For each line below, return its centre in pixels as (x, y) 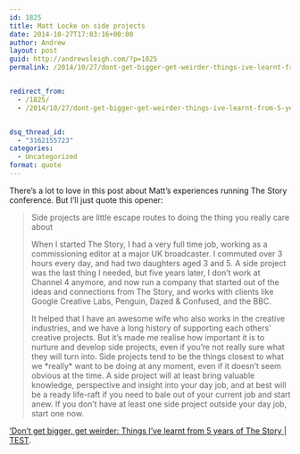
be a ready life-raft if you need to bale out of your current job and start (161, 394)
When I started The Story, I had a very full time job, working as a (149, 244)
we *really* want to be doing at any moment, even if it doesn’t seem (156, 366)
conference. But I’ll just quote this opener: (86, 200)
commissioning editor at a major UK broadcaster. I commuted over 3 (157, 253)
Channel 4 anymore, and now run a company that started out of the (155, 282)
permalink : (29, 68)
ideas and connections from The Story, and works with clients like (152, 291)
